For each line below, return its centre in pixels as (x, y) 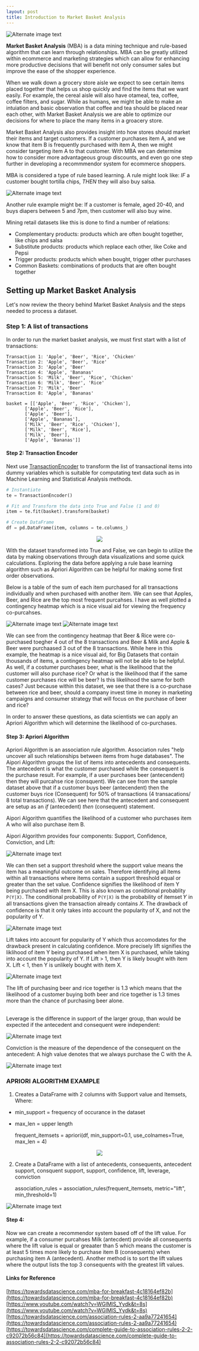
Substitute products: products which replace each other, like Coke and (101, 246)
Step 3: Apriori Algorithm (38, 736)
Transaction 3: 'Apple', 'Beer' (46, 367)
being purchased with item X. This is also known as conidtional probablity (96, 891)
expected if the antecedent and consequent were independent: (83, 1025)
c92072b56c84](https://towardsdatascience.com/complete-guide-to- (92, 1336)
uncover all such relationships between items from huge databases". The (95, 756)
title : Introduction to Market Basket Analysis (66, 17)
